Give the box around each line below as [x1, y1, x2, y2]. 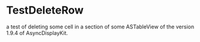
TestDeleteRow [6, 4, 84, 17]
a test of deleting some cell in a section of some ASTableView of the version [6, 23, 195, 30]
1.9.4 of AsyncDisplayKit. [6, 29, 68, 36]
